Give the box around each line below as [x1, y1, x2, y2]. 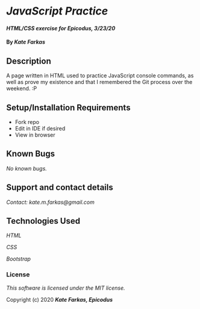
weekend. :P [6, 85, 37, 92]
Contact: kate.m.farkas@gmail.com [6, 198, 95, 206]
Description [6, 56, 51, 66]
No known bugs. [6, 164, 47, 172]
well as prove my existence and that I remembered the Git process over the [6, 79, 193, 86]
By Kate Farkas [6, 38, 45, 46]
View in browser [14, 131, 55, 138]
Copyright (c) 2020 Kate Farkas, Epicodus [6, 296, 113, 303]
